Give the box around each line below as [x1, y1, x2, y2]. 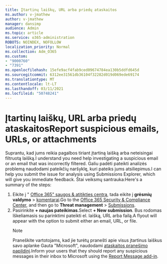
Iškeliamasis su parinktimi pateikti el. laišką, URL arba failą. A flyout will [12, 213, 157, 219]
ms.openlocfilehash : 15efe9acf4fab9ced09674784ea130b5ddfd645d [5, 68, 140, 73]
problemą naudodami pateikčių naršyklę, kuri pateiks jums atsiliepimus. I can [5, 166, 162, 172]
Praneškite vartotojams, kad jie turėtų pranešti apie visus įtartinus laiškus [12, 238, 163, 244]
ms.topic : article [5, 30, 43, 35]
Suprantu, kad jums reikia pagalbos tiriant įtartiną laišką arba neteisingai [5, 150, 153, 156]
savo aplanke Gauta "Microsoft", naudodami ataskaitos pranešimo [12, 243, 148, 249]
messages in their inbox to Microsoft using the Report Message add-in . [12, 253, 159, 260]
